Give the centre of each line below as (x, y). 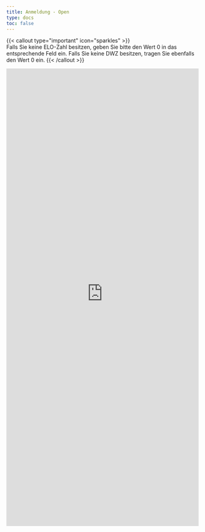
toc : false (20, 23)
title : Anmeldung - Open (38, 12)
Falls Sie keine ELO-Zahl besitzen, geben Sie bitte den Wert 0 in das (92, 47)
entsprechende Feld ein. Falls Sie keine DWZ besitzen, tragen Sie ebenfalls (100, 54)
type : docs (20, 18)
